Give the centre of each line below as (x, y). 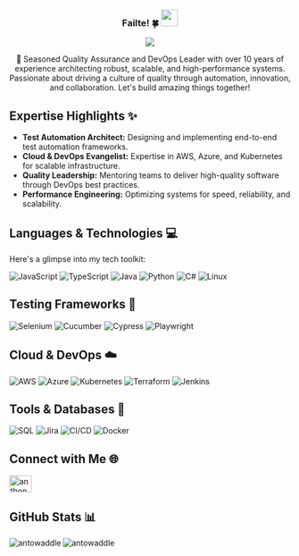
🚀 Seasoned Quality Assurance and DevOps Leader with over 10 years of (150, 59)
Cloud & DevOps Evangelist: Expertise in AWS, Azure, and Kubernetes (152, 156)
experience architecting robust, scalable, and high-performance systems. (150, 69)
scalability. (42, 204)
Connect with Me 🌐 (64, 459)
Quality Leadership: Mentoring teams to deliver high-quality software (150, 175)
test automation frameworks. (75, 147)
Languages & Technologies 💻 (94, 233)
